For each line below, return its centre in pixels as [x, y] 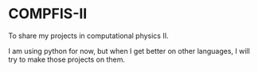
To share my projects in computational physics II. [88, 36]
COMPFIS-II [48, 14]
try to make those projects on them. [67, 59]
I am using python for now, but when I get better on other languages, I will [129, 51]
